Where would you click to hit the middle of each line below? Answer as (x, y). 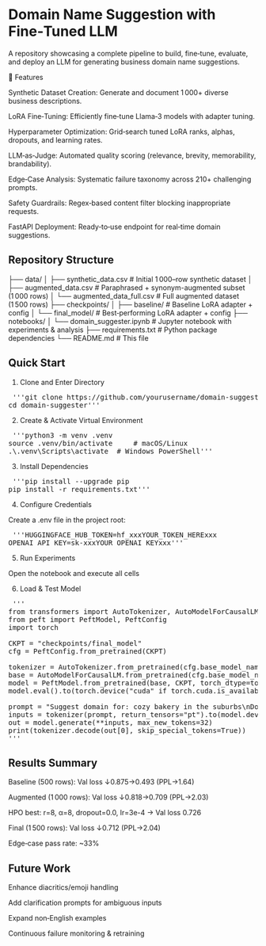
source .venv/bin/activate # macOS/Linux (98, 443)
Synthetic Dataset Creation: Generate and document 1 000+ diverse (118, 92)
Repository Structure (61, 260)
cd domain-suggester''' (54, 405)
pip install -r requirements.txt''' (79, 489)
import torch (34, 627)
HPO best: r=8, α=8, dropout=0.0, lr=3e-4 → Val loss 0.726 (105, 813)
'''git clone (38, 397)
